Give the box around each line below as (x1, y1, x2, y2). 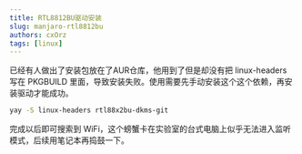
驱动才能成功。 (16, 87, 74, 98)
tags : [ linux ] (9, 38, 64, 48)
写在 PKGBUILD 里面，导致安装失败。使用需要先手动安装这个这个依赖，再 (9, 77, 285, 87)
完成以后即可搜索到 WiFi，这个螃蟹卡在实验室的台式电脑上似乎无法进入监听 (9, 124, 291, 135)
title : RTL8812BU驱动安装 (9, 13, 103, 23)
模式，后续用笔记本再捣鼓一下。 (9, 135, 129, 146)
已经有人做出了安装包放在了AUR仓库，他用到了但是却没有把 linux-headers (9, 65, 287, 76)
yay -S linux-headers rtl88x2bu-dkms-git (9, 106, 169, 115)
